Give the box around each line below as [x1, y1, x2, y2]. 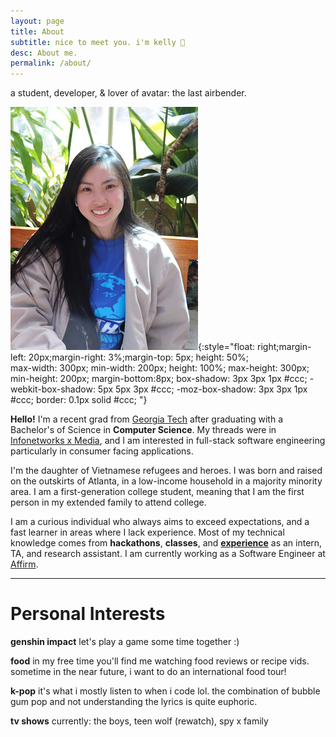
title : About [10, 26, 65, 37]
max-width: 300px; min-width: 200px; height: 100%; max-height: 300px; [10, 362, 310, 374]
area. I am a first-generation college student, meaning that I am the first [10, 486, 305, 498]
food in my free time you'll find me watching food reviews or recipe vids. [10, 655, 310, 667]
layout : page [10, 16, 65, 26]
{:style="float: [198, 341, 256, 353]
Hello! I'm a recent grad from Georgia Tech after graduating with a [10, 413, 284, 425]
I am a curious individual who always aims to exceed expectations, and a [10, 516, 310, 528]
